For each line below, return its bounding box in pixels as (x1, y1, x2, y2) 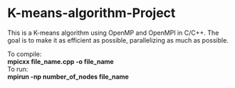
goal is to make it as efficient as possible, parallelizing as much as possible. (7, 35, 229, 44)
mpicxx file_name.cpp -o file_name (7, 57, 114, 65)
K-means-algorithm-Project (7, 5, 176, 21)
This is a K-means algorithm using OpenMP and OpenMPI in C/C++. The (7, 28, 219, 37)
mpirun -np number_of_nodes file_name (7, 72, 130, 81)
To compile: (7, 50, 42, 58)
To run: (7, 65, 28, 73)
